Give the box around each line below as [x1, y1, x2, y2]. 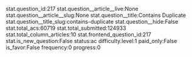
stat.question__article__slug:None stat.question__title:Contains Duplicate [5, 12, 187, 19]
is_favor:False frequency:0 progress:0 [5, 44, 101, 51]
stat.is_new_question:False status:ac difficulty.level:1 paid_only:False [5, 38, 177, 44]
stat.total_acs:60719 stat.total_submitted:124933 [5, 24, 126, 32]
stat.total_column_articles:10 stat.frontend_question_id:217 [5, 31, 151, 38]
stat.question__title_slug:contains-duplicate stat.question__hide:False [5, 18, 179, 25]
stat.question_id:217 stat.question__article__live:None [5, 5, 139, 12]
